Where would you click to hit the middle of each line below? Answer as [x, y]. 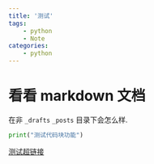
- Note [34, 38]
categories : [28, 46]
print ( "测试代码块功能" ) [46, 135]
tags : [17, 23]
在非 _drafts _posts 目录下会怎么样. [68, 120]
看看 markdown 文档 [77, 96]
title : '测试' [31, 16]
